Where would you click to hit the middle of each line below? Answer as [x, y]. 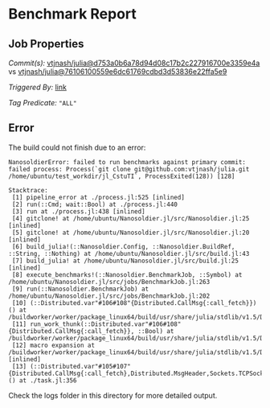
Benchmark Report [72, 14]
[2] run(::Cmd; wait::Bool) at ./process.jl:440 [95, 204]
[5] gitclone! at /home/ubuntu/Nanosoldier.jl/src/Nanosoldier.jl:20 [131, 233]
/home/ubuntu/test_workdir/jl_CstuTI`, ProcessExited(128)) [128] [122, 176]
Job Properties [46, 44]
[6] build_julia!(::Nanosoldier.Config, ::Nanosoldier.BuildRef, [123, 246]
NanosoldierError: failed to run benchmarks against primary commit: [127, 162]
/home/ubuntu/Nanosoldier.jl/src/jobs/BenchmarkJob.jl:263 [109, 282]
